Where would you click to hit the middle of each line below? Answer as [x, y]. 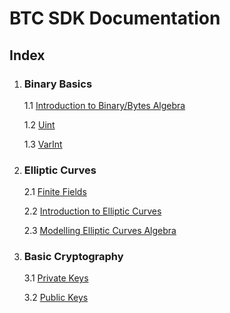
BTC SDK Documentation [115, 18]
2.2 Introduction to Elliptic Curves [92, 211]
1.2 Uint [39, 124]
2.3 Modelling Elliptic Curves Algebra [100, 231]
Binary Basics [58, 84]
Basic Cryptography [73, 257]
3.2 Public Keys [56, 298]
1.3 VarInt [43, 144]
